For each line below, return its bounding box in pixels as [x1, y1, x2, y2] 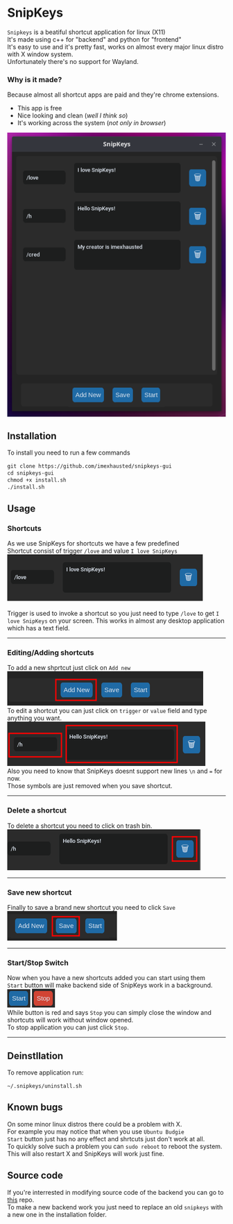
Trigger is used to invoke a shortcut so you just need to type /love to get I [7, 610, 220, 618]
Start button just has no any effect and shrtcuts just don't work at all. [7, 1134, 205, 1143]
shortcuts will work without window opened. [7, 1016, 134, 1025]
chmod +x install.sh [7, 477, 67, 484]
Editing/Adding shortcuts [7, 648, 94, 658]
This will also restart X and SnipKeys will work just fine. [7, 1149, 164, 1158]
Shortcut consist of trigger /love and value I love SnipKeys [7, 547, 178, 555]
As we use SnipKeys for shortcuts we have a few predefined [7, 539, 180, 548]
